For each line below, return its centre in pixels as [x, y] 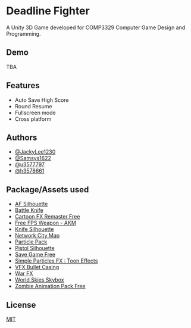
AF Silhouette [31, 204]
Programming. [24, 33]
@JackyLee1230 [35, 152]
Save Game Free [35, 255]
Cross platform [33, 119]
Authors [22, 137]
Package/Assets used [48, 190]
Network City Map [37, 236]
